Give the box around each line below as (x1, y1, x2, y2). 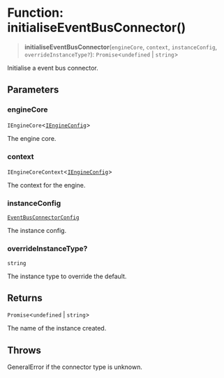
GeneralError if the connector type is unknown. (7, 363, 143, 371)
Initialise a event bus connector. (7, 63, 99, 72)
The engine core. (7, 134, 57, 142)
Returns (7, 292, 43, 304)
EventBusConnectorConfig (7, 214, 80, 221)
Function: (7, 5, 64, 21)
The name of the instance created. (7, 324, 107, 333)
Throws (7, 344, 42, 356)
